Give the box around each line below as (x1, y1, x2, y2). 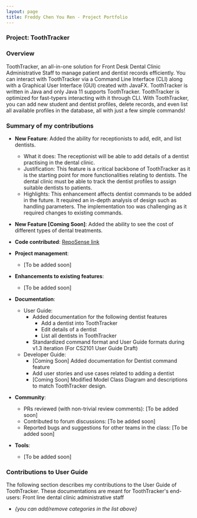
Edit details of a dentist (41, 326, 97, 333)
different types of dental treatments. (14, 227, 103, 234)
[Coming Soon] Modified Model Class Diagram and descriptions (32, 376, 188, 383)
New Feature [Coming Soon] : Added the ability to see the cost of (14, 221, 174, 228)
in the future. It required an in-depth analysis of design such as (23, 197, 177, 204)
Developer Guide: (23, 351, 66, 358)
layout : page (6, 8, 38, 15)
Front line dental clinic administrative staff (22, 494, 124, 501)
